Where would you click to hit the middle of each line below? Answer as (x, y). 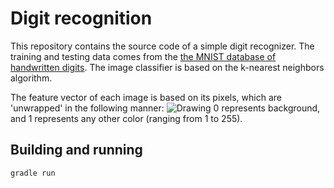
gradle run (33, 173)
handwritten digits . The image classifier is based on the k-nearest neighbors (167, 67)
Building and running (76, 150)
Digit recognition (81, 18)
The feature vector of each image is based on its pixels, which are (146, 97)
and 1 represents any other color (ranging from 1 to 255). (126, 118)
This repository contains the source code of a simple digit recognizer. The (162, 46)
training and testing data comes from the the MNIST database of (143, 56)
